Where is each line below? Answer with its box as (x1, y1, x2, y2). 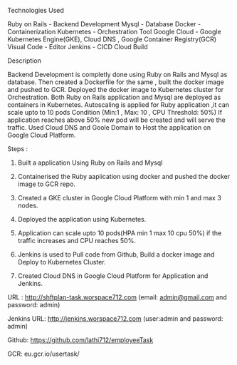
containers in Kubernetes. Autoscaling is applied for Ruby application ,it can (7, 101, 230, 109)
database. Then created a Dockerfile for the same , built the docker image (7, 78, 224, 86)
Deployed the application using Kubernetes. (17, 215, 147, 223)
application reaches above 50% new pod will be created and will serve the (7, 115, 226, 124)
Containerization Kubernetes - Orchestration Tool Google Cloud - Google (7, 28, 222, 36)
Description (7, 56, 41, 65)
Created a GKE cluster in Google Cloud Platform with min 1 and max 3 (17, 194, 222, 202)
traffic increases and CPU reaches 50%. (17, 237, 137, 245)
